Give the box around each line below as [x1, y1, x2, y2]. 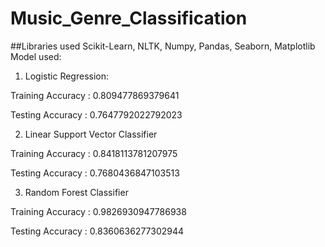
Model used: [10, 50, 62, 62]
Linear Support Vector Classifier [24, 128, 158, 140]
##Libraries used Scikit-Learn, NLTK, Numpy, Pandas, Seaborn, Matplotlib [10, 40, 316, 52]
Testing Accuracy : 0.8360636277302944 [10, 225, 185, 237]
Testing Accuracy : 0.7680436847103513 [10, 167, 180, 179]
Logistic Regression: [24, 70, 110, 82]
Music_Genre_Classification [10, 7, 248, 30]
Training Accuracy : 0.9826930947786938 [10, 205, 187, 217]
